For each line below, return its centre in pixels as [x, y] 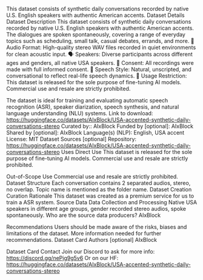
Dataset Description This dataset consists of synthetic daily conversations [99, 22]
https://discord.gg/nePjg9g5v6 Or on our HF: [62, 258]
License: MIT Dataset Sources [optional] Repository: [72, 139]
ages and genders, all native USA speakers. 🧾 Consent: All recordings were [100, 63]
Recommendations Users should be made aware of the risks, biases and [97, 227]
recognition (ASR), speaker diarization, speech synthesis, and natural [93, 107]
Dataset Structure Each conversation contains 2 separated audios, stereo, [98, 183]
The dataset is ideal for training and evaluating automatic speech [87, 100]
